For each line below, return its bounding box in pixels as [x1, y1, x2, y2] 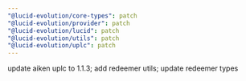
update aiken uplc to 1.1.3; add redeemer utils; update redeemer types [7, 63, 239, 73]
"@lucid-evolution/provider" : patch [7, 19, 130, 27]
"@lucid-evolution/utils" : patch [7, 34, 120, 43]
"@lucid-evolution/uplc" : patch [7, 42, 116, 50]
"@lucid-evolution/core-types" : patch [7, 11, 137, 20]
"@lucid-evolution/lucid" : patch [7, 26, 120, 34]
